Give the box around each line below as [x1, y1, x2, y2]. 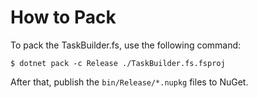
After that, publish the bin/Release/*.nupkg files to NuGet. [10, 76, 249, 88]
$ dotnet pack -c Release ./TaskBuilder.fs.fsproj [10, 58, 226, 68]
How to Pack [10, 6, 117, 29]
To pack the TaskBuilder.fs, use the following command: [10, 39, 242, 51]
